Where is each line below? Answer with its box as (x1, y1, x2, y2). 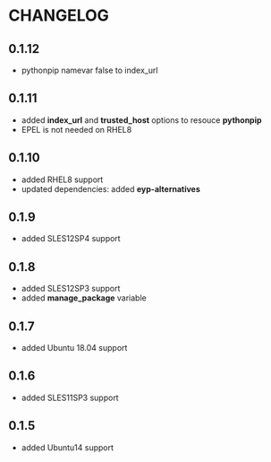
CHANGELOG (8, 5, 109, 26)
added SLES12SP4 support (21, 233, 122, 244)
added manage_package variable (21, 292, 147, 303)
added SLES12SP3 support (21, 283, 121, 294)
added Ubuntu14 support (21, 441, 114, 453)
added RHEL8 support (21, 174, 104, 185)
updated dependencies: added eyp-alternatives (21, 183, 200, 194)
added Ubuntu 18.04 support (21, 343, 128, 353)
